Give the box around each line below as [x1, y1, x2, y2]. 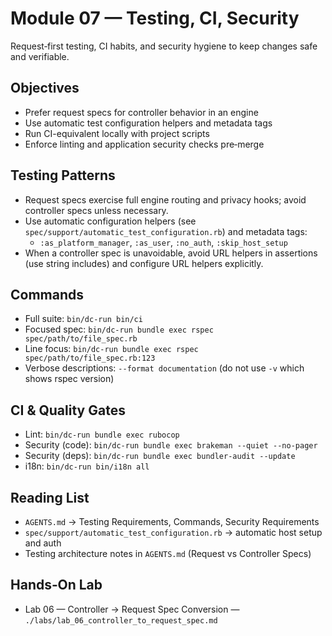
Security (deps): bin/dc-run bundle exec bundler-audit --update [24, 450, 296, 462]
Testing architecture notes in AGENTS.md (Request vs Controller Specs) [24, 548, 312, 559]
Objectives [10, 80, 80, 97]
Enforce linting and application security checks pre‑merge [24, 138, 265, 150]
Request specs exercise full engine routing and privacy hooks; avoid [24, 193, 307, 206]
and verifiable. [10, 50, 70, 62]
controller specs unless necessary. [24, 204, 169, 216]
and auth [24, 537, 62, 549]
